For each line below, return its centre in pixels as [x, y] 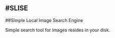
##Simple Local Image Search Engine [44, 20]
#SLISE [17, 8]
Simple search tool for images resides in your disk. [58, 30]
